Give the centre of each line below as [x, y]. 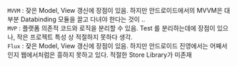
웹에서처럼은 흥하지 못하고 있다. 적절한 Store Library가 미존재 [106, 55]
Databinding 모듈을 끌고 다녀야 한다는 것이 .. [83, 19]
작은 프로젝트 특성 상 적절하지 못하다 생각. [75, 37]
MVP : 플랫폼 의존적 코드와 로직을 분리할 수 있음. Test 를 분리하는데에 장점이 [111, 28]
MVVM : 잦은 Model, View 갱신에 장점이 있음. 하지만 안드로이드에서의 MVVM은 [115, 10]
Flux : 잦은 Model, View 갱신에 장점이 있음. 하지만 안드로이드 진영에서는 [108, 46]
